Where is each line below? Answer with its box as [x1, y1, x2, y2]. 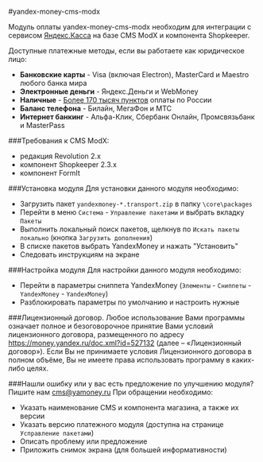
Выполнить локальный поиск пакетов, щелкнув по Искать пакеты [19, 224, 240, 234]
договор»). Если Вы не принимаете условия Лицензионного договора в [8, 347, 253, 356]
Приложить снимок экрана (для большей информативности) [19, 445, 228, 454]
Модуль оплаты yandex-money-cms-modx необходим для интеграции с [8, 22, 252, 31]
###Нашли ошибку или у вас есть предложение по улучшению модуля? [8, 379, 254, 388]
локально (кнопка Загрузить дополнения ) [19, 233, 153, 242]
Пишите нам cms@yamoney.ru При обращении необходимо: [8, 387, 213, 397]
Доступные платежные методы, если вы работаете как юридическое [8, 46, 245, 55]
